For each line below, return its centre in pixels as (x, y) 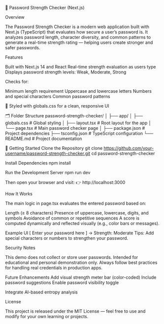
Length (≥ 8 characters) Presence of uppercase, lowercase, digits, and (77, 213)
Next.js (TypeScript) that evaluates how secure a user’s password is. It (77, 32)
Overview (15, 17)
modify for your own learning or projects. (47, 316)
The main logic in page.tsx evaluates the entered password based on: (76, 203)
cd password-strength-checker (123, 153)
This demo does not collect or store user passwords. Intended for (72, 257)
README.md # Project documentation (44, 139)
